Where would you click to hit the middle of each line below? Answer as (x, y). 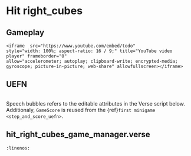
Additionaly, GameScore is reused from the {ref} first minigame (81, 110)
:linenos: (18, 148)
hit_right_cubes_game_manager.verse (78, 135)
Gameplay (25, 33)
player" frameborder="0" (37, 56)
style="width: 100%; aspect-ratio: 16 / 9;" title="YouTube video (89, 51)
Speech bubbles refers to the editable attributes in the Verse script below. (96, 103)
